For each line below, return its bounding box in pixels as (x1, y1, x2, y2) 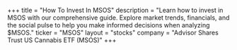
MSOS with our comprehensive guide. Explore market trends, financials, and (7, 13, 230, 22)
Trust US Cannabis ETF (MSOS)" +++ (7, 36, 117, 44)
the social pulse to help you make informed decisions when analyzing (7, 21, 210, 29)
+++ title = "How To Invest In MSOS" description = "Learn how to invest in (7, 6, 224, 14)
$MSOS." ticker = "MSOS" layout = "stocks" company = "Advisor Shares (7, 28, 219, 37)
